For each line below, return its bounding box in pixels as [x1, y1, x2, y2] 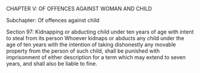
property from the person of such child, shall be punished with [6, 47, 160, 54]
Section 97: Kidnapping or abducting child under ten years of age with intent [6, 28, 194, 35]
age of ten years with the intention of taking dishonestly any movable [6, 41, 176, 48]
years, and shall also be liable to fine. [6, 60, 97, 67]
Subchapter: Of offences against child [6, 17, 100, 23]
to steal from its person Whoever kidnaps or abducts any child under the [6, 35, 184, 41]
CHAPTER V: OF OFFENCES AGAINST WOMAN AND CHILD [6, 5, 152, 12]
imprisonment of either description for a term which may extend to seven [6, 54, 186, 60]
